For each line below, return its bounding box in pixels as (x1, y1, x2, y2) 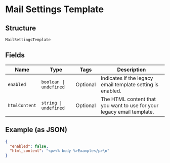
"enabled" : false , (10, 144, 49, 149)
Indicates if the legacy (100, 75, 153, 82)
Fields (5, 51, 25, 59)
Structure (5, 24, 36, 32)
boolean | (41, 79, 65, 85)
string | (41, 100, 62, 106)
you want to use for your (100, 102, 159, 109)
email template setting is (100, 81, 159, 88)
